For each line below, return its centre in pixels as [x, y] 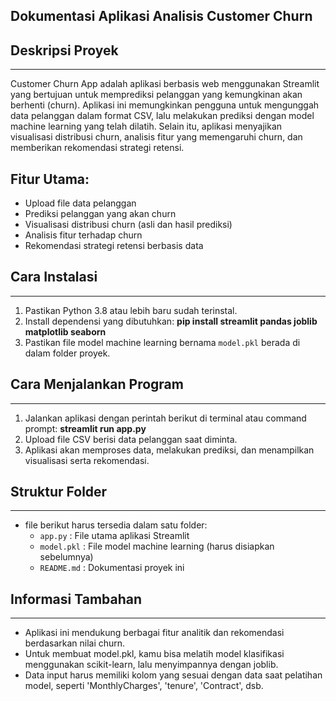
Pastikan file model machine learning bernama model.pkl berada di [162, 342]
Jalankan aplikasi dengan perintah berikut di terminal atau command [165, 418]
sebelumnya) [66, 557]
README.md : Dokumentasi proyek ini [112, 568]
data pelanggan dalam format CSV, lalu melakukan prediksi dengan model [162, 116]
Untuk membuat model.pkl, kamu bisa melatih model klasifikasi [154, 654]
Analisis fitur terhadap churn [83, 235]
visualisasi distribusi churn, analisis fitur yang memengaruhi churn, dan [156, 137]
